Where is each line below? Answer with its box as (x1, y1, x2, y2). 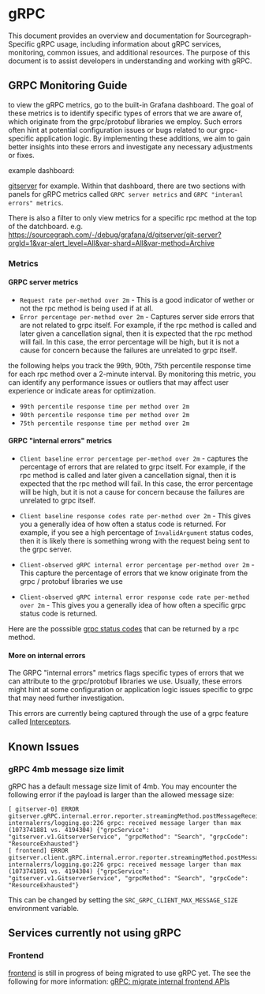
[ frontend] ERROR (8, 846, 69, 854)
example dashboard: (8, 165, 75, 175)
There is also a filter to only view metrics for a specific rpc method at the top (8, 213, 257, 222)
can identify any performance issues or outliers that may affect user (8, 377, 230, 387)
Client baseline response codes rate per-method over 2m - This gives (19, 511, 251, 521)
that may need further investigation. (8, 693, 125, 703)
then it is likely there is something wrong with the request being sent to (19, 537, 250, 546)
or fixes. (8, 150, 35, 160)
